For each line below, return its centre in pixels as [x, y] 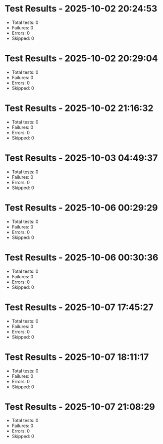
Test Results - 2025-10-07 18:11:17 [77, 357]
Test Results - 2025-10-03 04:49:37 [81, 158]
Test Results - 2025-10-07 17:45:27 [79, 307]
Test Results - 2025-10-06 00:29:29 [81, 208]
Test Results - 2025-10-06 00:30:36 [81, 257]
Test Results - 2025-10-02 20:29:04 [81, 58]
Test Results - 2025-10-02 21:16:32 [79, 108]
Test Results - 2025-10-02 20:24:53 [81, 9]
